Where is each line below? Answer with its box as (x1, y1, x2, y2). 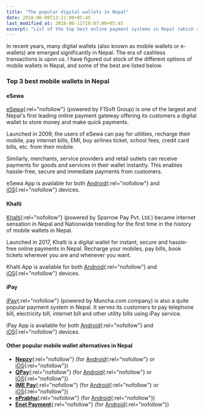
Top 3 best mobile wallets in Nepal (6, 77, 110, 86)
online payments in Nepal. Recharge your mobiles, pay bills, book (18, 244, 182, 252)
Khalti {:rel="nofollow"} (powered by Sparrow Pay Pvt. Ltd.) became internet (6, 213, 196, 221)
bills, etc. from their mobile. (6, 143, 75, 151)
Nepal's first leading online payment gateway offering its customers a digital (6, 112, 197, 119)
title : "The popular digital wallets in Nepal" (6, 9, 129, 15)
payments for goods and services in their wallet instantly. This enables (6, 162, 183, 169)
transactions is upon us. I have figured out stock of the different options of (6, 55, 192, 63)
